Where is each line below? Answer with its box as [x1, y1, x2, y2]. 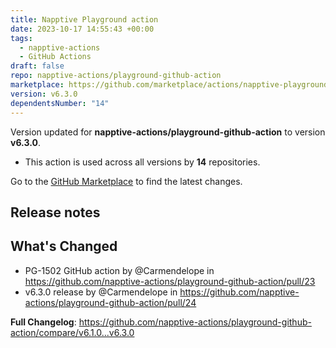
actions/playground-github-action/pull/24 [24, 296, 197, 308]
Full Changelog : [10, 316, 77, 328]
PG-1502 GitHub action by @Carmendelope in [24, 264, 215, 276]
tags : [10, 33, 33, 43]
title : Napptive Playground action [10, 14, 159, 25]
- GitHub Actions [19, 52, 92, 62]
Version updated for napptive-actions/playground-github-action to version [10, 126, 326, 138]
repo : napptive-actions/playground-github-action [10, 71, 222, 81]
